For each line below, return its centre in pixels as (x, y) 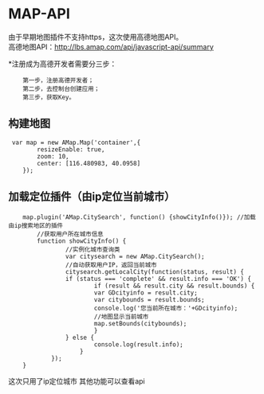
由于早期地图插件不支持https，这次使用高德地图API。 (96, 37)
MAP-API (39, 14)
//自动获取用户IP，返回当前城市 (111, 265)
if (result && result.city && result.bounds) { (174, 286)
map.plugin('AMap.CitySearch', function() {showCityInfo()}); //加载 (140, 217)
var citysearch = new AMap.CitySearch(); (135, 256)
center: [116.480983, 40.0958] (89, 163)
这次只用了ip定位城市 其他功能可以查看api (77, 381)
